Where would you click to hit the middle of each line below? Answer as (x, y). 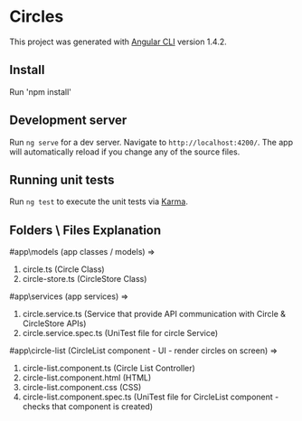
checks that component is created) (88, 407)
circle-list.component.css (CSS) (82, 388)
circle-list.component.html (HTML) (87, 378)
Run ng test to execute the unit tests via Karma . (99, 201)
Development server (68, 121)
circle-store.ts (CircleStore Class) (85, 279)
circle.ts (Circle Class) (64, 269)
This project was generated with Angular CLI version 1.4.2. (118, 42)
